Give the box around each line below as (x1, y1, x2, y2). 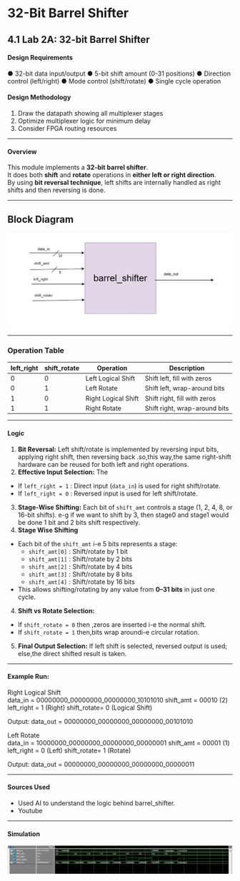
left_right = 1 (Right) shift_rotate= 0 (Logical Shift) (7, 703, 153, 712)
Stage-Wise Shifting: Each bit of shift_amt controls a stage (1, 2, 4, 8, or (17, 503, 233, 511)
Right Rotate (85, 403, 121, 412)
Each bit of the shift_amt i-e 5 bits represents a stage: (17, 539, 178, 548)
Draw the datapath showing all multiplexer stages (17, 109, 164, 117)
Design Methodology (7, 93, 71, 101)
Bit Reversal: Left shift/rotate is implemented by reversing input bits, (17, 445, 219, 453)
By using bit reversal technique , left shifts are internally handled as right (7, 178, 221, 187)
